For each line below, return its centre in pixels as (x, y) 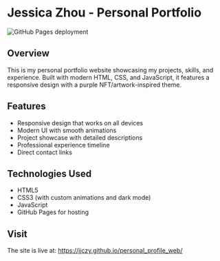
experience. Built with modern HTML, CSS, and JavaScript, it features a (108, 77)
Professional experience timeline (63, 145)
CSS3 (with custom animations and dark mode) (84, 198)
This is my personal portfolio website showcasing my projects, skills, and (110, 70)
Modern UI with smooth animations (67, 130)
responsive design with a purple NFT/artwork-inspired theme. (95, 85)
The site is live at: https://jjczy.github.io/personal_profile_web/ (95, 251)
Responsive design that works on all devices (80, 123)
